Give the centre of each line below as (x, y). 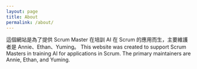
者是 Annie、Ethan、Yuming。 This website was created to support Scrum (96, 47)
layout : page (22, 11)
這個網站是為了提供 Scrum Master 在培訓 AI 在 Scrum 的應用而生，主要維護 (97, 40)
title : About (22, 17)
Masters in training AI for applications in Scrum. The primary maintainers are (98, 54)
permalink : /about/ (30, 22)
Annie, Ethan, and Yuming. (38, 60)
